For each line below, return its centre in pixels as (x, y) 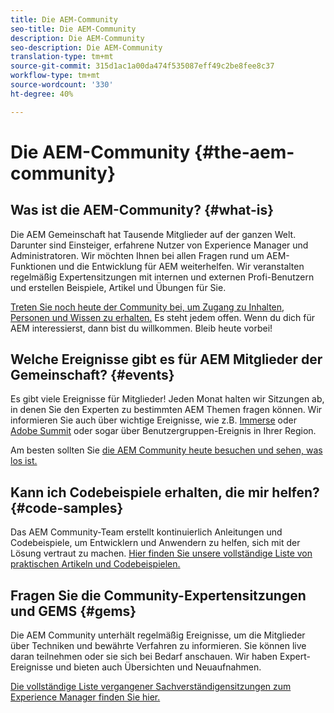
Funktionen (33, 266)
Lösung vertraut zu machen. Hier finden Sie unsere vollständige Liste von (161, 553)
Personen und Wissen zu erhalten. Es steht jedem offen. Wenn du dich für (162, 317)
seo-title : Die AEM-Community (73, 29)
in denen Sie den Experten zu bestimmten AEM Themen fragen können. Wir (166, 410)
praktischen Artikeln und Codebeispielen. (95, 564)
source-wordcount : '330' (62, 85)
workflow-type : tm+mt (55, 76)
